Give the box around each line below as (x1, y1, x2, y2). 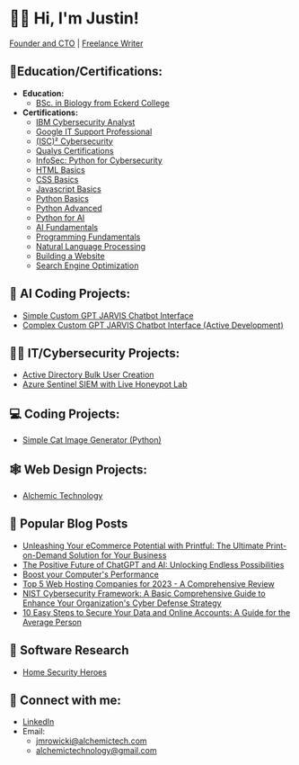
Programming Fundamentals (35, 231, 141, 242)
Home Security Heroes (22, 666, 108, 678)
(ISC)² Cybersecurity (35, 135, 114, 147)
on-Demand (22, 549, 67, 561)
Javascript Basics (35, 184, 101, 194)
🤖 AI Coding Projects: (9, 286, 131, 301)
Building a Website (35, 250, 105, 261)
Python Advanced (35, 202, 103, 213)
